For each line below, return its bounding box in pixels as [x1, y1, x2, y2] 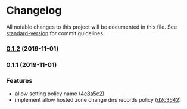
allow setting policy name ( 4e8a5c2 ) [14, 90, 105, 97]
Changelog [6, 4, 62, 17]
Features [6, 76, 33, 85]
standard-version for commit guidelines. [6, 29, 105, 36]
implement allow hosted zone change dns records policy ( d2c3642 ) [14, 96, 182, 104]
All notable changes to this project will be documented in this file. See [6, 23, 177, 30]
